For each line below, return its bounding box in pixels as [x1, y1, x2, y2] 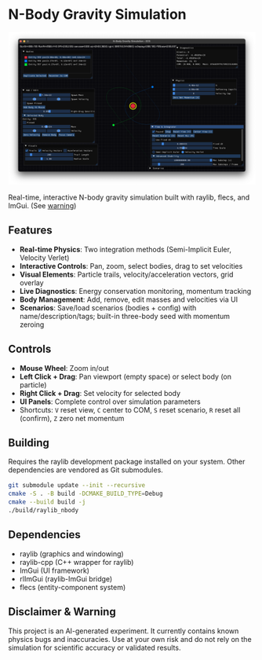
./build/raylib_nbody [8, 507, 79, 515]
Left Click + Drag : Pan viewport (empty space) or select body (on [19, 372, 231, 381]
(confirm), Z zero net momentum [19, 413, 125, 423]
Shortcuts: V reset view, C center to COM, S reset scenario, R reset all [19, 405, 241, 414]
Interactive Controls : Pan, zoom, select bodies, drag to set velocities [19, 261, 243, 270]
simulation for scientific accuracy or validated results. [8, 643, 181, 652]
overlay [19, 277, 45, 288]
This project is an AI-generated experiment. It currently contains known [8, 626, 239, 636]
